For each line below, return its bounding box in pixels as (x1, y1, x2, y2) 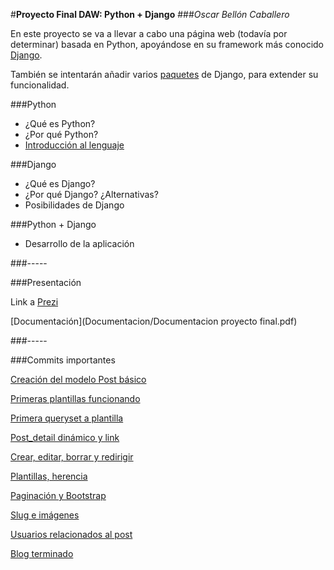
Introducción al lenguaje (24, 139, 125, 151)
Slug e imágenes (10, 509, 80, 521)
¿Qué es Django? (24, 178, 96, 189)
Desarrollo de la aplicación (24, 238, 135, 249)
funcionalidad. (10, 79, 70, 91)
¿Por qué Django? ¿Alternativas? (24, 189, 159, 200)
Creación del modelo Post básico (10, 374, 147, 385)
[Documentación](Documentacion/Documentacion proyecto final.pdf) (10, 315, 298, 327)
